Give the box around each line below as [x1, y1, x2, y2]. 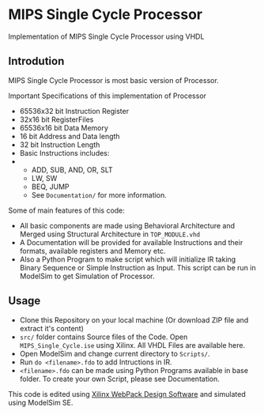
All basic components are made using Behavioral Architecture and [19, 221, 236, 230]
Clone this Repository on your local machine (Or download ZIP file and [19, 315, 249, 325]
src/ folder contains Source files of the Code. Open [19, 332, 188, 341]
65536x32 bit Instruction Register [19, 106, 129, 115]
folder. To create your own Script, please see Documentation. [19, 374, 220, 383]
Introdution [8, 55, 65, 68]
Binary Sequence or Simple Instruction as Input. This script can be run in [19, 262, 256, 272]
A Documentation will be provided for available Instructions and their [19, 237, 243, 247]
